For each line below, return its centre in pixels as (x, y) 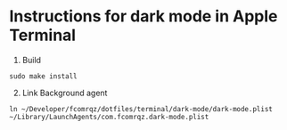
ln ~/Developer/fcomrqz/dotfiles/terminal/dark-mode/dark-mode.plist (141, 109)
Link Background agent (65, 93)
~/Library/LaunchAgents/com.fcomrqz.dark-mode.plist (109, 117)
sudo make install (43, 76)
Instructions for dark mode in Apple (143, 16)
